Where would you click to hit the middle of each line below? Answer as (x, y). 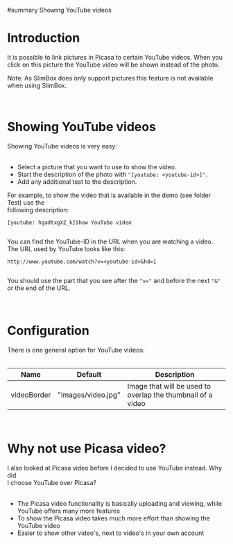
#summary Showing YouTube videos (60, 10)
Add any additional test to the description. (77, 181)
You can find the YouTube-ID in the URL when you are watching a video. (110, 241)
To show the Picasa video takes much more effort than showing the (113, 518)
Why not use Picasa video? (87, 449)
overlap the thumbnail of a (170, 395)
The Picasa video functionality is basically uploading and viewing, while (119, 503)
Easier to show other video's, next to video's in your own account (111, 533)
